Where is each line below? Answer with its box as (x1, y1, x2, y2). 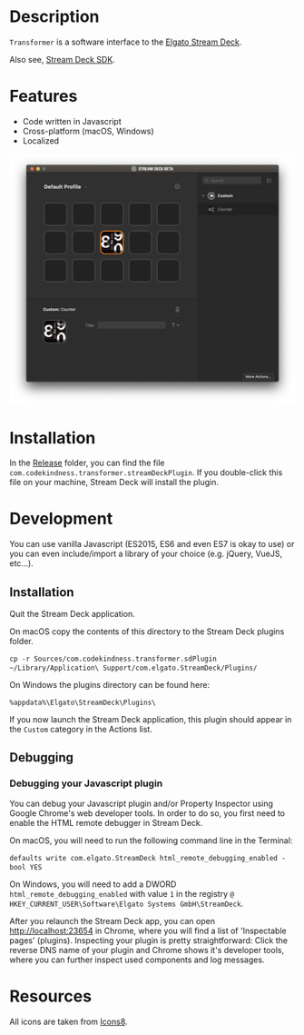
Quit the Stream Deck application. (9, 609, 136, 620)
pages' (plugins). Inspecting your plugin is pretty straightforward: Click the (9, 934, 289, 946)
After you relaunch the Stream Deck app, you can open (9, 915, 216, 926)
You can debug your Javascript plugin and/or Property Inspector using (9, 798, 274, 809)
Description (9, 6, 100, 27)
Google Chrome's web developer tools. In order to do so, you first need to (9, 807, 286, 819)
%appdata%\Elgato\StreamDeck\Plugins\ (9, 698, 156, 708)
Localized (22, 134, 60, 146)
